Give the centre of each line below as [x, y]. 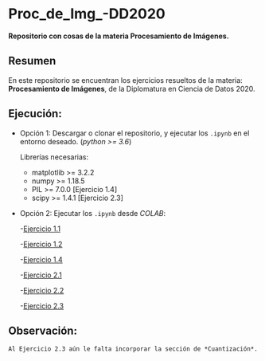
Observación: [43, 330]
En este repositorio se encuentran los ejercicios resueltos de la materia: [125, 80]
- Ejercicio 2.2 [42, 290]
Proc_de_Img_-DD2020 [87, 14]
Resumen [32, 61]
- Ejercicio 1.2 [41, 244]
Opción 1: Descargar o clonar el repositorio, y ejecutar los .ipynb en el [134, 133]
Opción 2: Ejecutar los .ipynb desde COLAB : [93, 213]
